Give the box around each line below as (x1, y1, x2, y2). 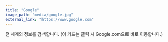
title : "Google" (5, 7, 39, 13)
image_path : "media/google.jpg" (5, 12, 73, 17)
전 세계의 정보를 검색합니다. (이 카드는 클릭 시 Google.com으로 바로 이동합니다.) (5, 31, 163, 37)
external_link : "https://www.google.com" (5, 17, 94, 22)
